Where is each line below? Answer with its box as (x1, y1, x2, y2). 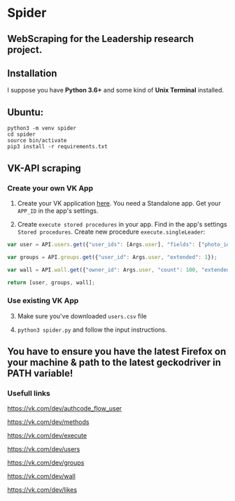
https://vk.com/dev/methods (7, 418, 90, 426)
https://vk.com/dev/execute (7, 432, 87, 440)
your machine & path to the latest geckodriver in (7, 356, 222, 368)
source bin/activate (7, 137, 68, 144)
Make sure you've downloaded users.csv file (17, 311, 147, 320)
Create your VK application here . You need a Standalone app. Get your (17, 199, 222, 207)
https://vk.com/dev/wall (7, 472, 76, 481)
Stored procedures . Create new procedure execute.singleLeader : (17, 227, 206, 236)
